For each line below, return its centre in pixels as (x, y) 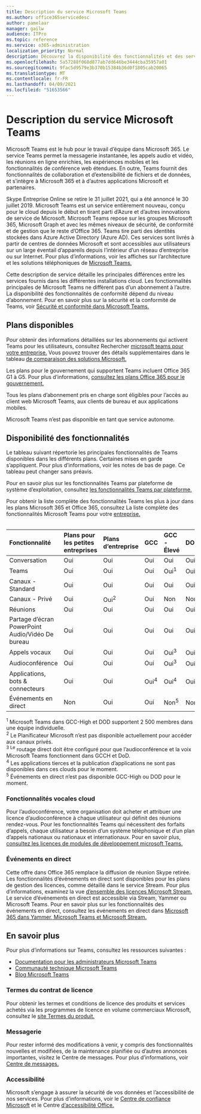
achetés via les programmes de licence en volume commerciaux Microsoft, (99, 1010)
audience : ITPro (26, 34)
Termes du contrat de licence (50, 990)
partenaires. (21, 187)
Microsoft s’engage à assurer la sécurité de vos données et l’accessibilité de (100, 1092)
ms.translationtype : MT (36, 73)
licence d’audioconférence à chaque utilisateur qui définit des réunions (94, 818)
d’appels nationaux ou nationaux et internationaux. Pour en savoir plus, (94, 837)
